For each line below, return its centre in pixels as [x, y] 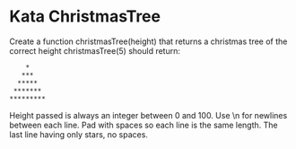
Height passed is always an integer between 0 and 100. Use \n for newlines [148, 115]
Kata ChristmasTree [85, 17]
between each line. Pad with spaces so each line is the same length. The [144, 125]
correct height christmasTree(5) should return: [95, 50]
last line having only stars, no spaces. [78, 134]
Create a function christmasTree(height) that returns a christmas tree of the [148, 41]
